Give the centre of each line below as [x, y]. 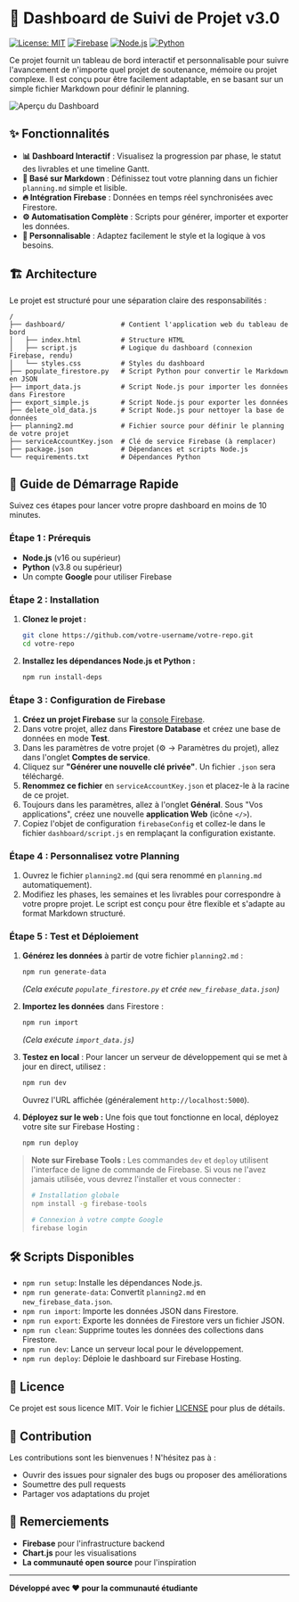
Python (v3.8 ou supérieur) [72, 567]
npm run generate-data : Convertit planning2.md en [114, 1293]
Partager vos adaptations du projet [86, 1493]
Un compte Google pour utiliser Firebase [97, 576]
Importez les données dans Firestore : [93, 1006]
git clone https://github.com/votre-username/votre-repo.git [138, 635]
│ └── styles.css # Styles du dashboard [107, 363]
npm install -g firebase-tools [89, 1204]
